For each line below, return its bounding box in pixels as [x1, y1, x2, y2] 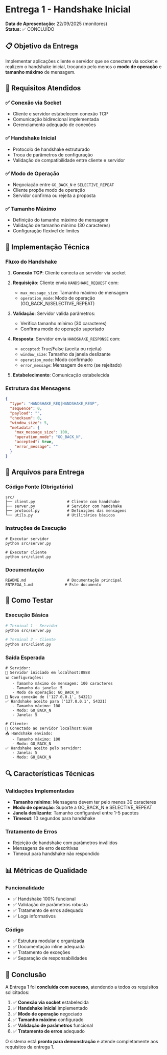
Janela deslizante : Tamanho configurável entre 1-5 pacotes [12, 810, 139, 816]
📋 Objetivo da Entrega [5, 42, 79, 51]
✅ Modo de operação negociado [12, 1011, 83, 1017]
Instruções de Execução [5, 525, 67, 532]
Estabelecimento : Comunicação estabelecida [12, 372, 110, 378]
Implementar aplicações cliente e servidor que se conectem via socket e [5, 58, 158, 64]
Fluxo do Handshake [5, 258, 57, 265]
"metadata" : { [10, 425, 40, 430]
